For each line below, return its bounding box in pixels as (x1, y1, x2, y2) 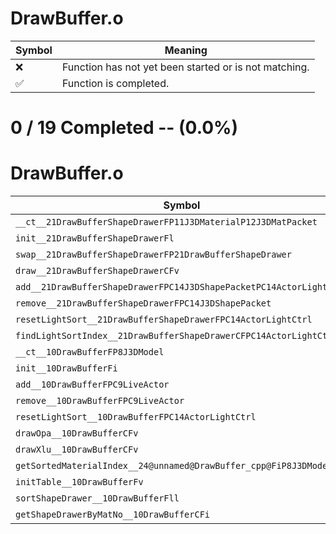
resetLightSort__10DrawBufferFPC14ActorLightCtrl (15, 412, 257, 423)
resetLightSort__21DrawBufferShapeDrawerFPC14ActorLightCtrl (15, 314, 313, 326)
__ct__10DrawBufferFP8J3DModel (15, 347, 165, 358)
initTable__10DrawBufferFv (15, 477, 144, 488)
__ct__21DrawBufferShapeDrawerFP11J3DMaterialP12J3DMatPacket (15, 217, 318, 228)
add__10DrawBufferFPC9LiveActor (15, 379, 170, 391)
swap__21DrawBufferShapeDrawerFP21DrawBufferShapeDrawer (15, 249, 292, 261)
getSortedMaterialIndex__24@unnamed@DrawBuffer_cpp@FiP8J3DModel (15, 460, 333, 472)
